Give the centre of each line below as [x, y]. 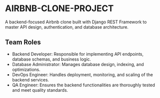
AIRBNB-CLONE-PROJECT [59, 8]
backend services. [31, 80]
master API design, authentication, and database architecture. [67, 27]
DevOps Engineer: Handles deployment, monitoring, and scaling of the [82, 74]
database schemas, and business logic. [51, 59]
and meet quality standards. [40, 90]
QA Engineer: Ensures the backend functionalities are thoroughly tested [83, 85]
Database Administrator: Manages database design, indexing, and [78, 64]
